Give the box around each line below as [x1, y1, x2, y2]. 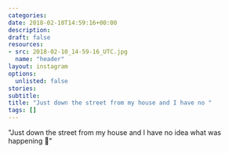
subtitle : [8, 92, 41, 100]
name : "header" [15, 56, 65, 64]
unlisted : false [15, 77, 68, 85]
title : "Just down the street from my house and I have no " [8, 99, 213, 107]
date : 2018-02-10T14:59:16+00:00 [8, 19, 118, 27]
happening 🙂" [8, 137, 53, 145]
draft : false [8, 33, 51, 42]
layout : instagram [8, 63, 68, 71]
